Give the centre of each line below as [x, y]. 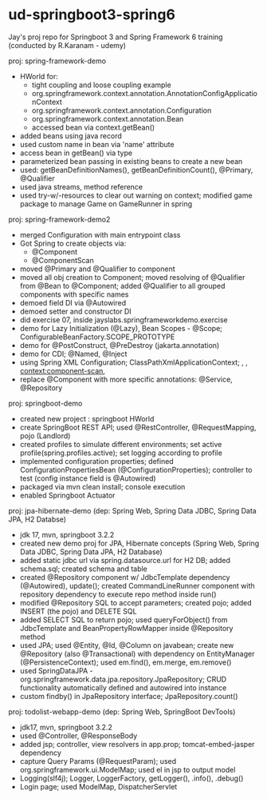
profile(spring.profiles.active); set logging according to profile [121, 453]
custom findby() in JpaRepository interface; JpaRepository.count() [129, 696]
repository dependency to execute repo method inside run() [118, 594]
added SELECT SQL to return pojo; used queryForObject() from [124, 619]
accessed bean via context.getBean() [93, 127]
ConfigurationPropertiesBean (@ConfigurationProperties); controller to [136, 469]
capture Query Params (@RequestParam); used [98, 761]
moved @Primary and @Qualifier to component [97, 269]
